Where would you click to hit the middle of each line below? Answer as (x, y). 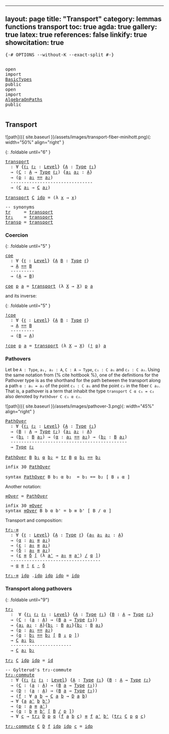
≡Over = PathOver (26, 496)
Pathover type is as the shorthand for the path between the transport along (83, 380)
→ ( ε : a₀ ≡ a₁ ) (30, 546)
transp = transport (29, 222)
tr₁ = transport (29, 217)
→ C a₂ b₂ (22, 650)
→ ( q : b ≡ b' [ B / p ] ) (42, 711)
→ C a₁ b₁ (22, 640)
